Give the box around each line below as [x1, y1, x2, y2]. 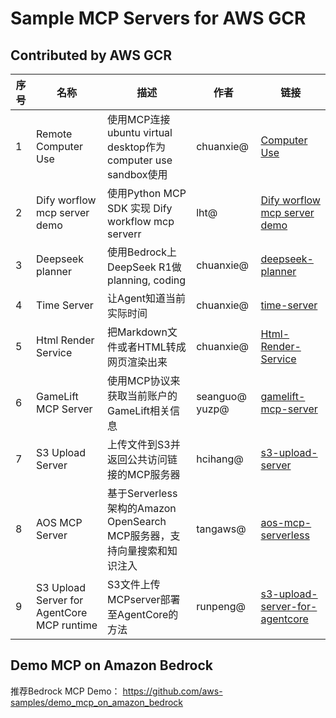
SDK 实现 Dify [107, 202, 173, 215]
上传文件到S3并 [107, 438, 181, 451]
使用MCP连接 [107, 113, 171, 126]
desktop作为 [107, 140, 166, 154]
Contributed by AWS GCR [10, 47, 173, 64]
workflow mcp [107, 215, 175, 228]
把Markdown [107, 325, 168, 339]
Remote [36, 127, 73, 141]
